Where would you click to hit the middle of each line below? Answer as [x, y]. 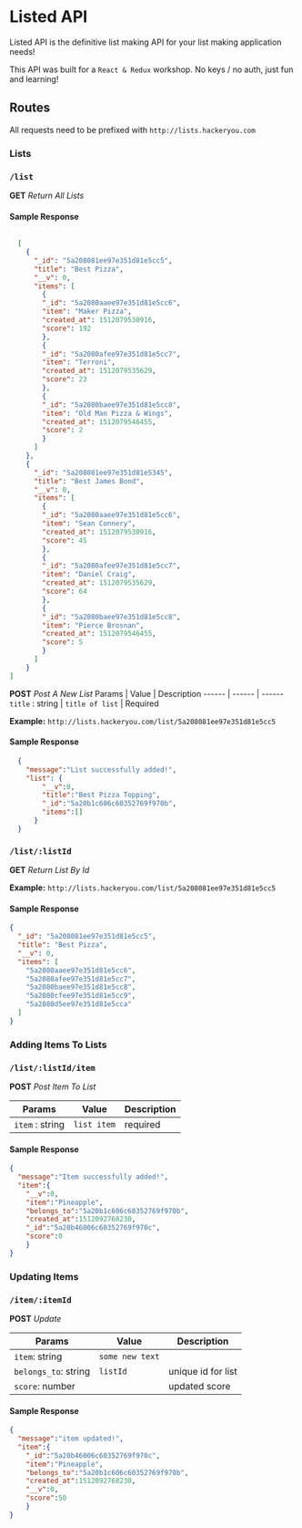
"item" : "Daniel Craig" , [89, 575]
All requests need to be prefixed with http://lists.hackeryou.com [133, 130]
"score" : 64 [65, 592]
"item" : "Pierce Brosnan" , [93, 625]
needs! [22, 51]
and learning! [34, 78]
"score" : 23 [65, 379]
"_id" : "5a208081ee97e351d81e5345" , [103, 473]
